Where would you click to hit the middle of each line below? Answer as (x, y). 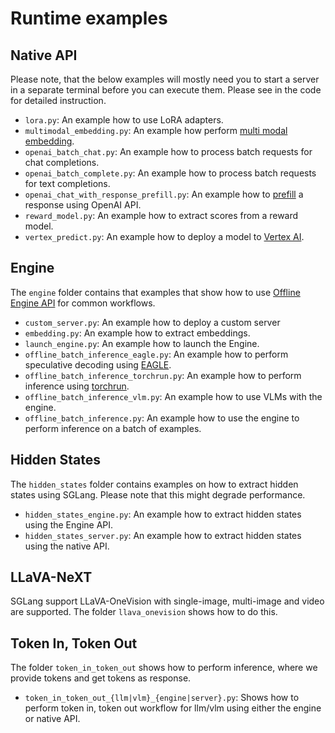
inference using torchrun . (77, 386)
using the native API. (67, 546)
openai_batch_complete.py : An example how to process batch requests (170, 173)
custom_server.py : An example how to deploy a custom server (152, 322)
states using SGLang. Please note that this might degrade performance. (158, 494)
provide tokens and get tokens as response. (101, 678)
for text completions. (67, 183)
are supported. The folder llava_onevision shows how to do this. (144, 612)
